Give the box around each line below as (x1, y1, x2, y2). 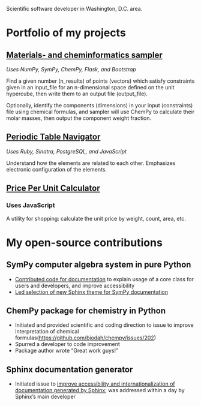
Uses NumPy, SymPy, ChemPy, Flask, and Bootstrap (6, 66, 136, 73)
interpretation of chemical (14, 328, 79, 335)
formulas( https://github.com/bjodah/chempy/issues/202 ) (14, 334, 156, 341)
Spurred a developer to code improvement (14, 341, 120, 348)
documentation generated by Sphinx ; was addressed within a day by (14, 387, 185, 394)
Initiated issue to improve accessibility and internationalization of (14, 380, 175, 387)
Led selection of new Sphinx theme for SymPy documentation (14, 288, 168, 296)
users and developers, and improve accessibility (14, 282, 135, 289)
